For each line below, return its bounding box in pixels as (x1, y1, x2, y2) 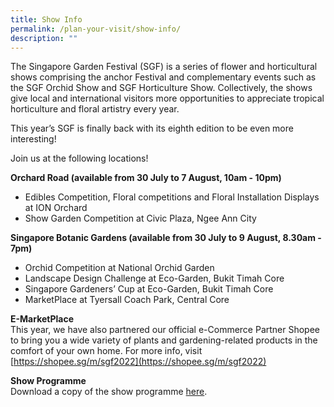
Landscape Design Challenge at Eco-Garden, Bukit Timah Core (24, 272, 285, 285)
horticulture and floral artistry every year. (10, 103, 180, 115)
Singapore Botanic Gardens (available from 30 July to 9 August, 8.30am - (10, 232, 322, 244)
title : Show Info (10, 14, 83, 25)
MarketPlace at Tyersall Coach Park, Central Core (24, 294, 230, 306)
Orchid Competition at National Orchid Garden (24, 262, 215, 274)
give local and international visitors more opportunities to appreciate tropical (10, 92, 325, 105)
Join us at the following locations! (10, 152, 149, 165)
